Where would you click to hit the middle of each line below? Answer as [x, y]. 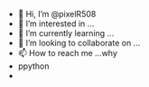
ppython [33, 66]
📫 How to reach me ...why [67, 53]
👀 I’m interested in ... [56, 24]
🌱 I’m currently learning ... [66, 33]
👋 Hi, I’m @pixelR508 [57, 14]
